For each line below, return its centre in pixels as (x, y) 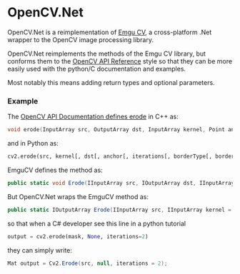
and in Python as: (33, 143)
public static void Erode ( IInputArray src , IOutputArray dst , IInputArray (121, 183)
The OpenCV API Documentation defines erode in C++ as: (93, 117)
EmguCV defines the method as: (55, 170)
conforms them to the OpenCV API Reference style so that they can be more (120, 61)
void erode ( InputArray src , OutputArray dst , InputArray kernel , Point (116, 130)
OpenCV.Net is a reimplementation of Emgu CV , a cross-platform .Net (110, 32)
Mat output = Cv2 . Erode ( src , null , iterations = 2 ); (87, 263)
